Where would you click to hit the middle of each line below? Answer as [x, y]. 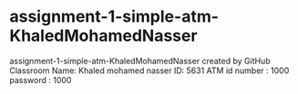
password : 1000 [41, 80]
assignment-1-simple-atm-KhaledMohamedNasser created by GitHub [140, 61]
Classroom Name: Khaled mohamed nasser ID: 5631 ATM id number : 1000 [149, 70]
